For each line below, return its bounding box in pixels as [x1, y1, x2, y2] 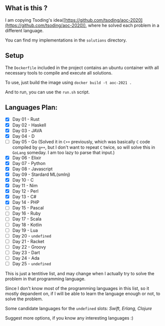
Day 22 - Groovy [12, 244, 46, 250]
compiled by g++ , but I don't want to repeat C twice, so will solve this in [12, 144, 155, 150]
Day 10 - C [12, 177, 34, 183]
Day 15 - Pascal [12, 205, 44, 211]
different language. [5, 27, 44, 34]
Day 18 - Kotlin [12, 222, 42, 228]
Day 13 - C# [12, 194, 37, 200]
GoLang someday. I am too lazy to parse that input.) [12, 149, 115, 155]
